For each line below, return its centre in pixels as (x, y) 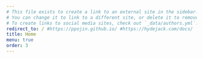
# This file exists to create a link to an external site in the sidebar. (102, 12)
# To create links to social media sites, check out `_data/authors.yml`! (102, 23)
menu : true (20, 40)
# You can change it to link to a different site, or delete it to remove (102, 18)
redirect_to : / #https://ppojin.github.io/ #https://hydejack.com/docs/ (100, 29)
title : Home (21, 34)
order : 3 (17, 46)
